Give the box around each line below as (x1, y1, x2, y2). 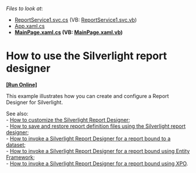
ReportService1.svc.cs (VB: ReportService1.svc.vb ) (14, 16, 137, 23)
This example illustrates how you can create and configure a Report (6, 92, 169, 99)
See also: (6, 110, 29, 117)
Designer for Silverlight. (6, 99, 63, 106)
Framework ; (6, 154, 35, 161)
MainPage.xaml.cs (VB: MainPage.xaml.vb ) (14, 29, 123, 36)
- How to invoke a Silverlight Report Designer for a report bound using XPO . (6, 160, 188, 167)
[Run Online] (6, 81, 37, 88)
